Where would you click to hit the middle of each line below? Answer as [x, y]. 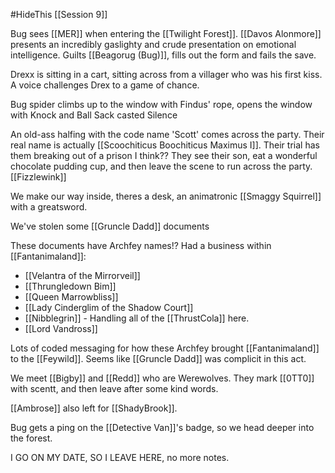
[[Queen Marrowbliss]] [71, 297]
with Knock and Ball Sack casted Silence [94, 115]
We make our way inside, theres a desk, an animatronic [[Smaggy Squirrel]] [166, 196]
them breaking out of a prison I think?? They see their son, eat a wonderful [164, 155]
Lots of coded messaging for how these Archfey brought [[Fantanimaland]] [165, 348]
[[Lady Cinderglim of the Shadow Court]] [109, 307]
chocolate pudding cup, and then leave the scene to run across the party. [161, 166]
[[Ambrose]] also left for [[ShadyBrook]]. [94, 408]
